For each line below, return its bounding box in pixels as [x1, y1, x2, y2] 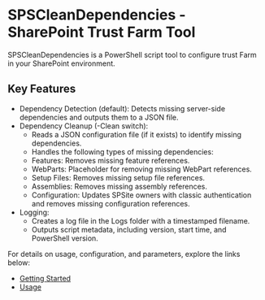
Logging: [19, 207, 50, 217]
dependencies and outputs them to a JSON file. [19, 112, 180, 122]
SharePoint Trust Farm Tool [7, 23, 196, 41]
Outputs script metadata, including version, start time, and [31, 224, 227, 234]
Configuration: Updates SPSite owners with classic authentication [31, 189, 252, 200]
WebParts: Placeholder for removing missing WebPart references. [31, 164, 253, 174]
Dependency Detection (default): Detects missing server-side [19, 103, 225, 113]
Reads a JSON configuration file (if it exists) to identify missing [31, 129, 241, 139]
